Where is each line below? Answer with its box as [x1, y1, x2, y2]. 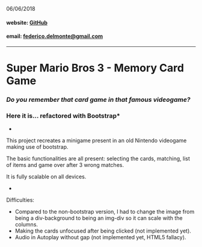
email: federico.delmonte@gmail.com [6, 33, 103, 40]
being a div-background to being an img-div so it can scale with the [14, 214, 183, 222]
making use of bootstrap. [6, 143, 69, 151]
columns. [14, 221, 38, 228]
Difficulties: [6, 196, 35, 204]
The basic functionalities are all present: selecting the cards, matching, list [6, 155, 191, 162]
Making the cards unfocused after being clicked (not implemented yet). [14, 227, 191, 234]
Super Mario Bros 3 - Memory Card [6, 61, 185, 75]
